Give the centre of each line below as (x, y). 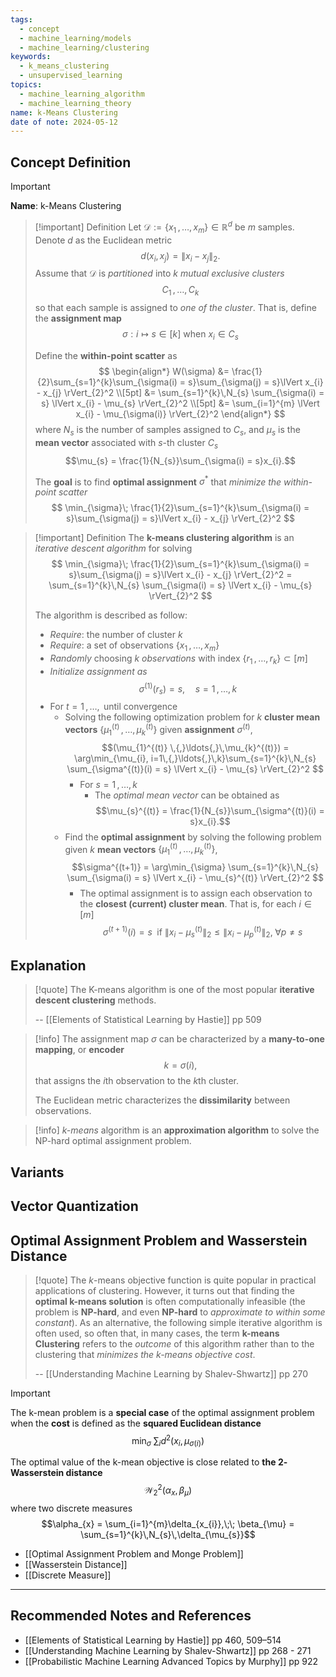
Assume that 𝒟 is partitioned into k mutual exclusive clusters (159, 273)
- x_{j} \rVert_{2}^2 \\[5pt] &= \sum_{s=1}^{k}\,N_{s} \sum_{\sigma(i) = (180, 392)
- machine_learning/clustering (84, 47)
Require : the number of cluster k (116, 635)
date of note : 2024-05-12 (64, 122)
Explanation (48, 965)
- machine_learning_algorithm (82, 94)
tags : (21, 19)
